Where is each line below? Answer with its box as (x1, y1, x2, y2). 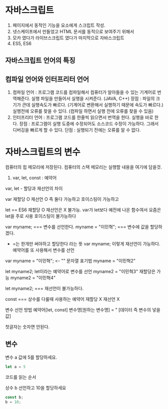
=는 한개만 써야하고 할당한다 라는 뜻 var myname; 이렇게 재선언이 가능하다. (12, 241, 160, 247)
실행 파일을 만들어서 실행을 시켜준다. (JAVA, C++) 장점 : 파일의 (31, 96, 155, 102)
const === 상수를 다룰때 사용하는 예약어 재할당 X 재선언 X (5, 296, 120, 302)
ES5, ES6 (12, 40, 32, 46)
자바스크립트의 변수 (5, 146, 80, 158)
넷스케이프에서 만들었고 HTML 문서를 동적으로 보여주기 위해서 (12, 28, 134, 34)
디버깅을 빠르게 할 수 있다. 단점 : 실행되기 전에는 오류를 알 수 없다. (12, 127, 141, 133)
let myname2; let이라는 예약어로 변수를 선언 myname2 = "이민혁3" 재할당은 (5, 269, 156, 275)
